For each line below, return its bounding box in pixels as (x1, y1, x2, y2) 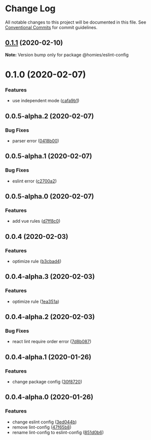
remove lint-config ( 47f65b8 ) (12, 424, 72, 430)
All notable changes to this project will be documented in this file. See (5, 19, 147, 25)
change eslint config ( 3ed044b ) (12, 419, 77, 425)
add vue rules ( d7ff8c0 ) (12, 218, 60, 224)
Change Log (5, 3, 56, 14)
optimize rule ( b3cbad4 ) (12, 258, 61, 264)
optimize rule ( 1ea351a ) (12, 298, 60, 304)
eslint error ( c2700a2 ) (12, 178, 57, 184)
